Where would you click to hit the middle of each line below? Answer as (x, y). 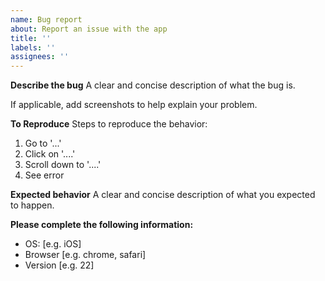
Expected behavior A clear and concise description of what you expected (163, 195)
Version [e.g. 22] (59, 265)
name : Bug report (46, 19)
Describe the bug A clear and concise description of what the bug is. (153, 85)
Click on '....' (50, 154)
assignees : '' (40, 57)
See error (44, 175)
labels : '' (33, 47)
